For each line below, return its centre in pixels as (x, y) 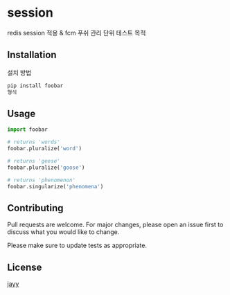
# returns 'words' (34, 142)
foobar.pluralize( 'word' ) (44, 149)
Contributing (35, 208)
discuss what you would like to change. (63, 232)
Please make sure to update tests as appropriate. (77, 245)
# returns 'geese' (34, 161)
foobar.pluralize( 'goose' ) (46, 168)
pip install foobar (35, 86)
